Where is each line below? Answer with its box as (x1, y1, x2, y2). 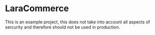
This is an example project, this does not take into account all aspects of (5, 19, 150, 25)
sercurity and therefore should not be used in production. (5, 24, 120, 30)
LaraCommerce (5, 3, 69, 14)
